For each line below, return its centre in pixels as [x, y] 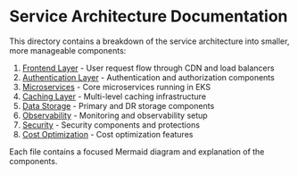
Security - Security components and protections [111, 125]
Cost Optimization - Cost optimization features [108, 134]
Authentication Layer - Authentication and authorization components [148, 77]
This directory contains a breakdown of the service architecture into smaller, [149, 41]
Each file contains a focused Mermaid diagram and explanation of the [137, 151]
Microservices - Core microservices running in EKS [116, 87]
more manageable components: [68, 50]
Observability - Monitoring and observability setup [115, 115]
